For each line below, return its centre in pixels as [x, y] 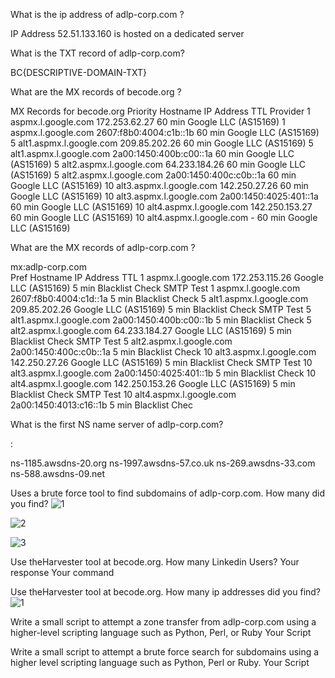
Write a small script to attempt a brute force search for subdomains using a [165, 652]
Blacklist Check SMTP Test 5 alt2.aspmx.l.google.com [121, 341]
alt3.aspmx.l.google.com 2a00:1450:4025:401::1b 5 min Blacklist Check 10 [163, 373]
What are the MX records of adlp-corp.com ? [103, 247]
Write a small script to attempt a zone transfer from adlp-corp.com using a [163, 622]
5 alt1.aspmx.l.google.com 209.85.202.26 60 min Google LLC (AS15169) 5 [162, 143]
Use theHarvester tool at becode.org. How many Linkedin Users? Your [155, 562]
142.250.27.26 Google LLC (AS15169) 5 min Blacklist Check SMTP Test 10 [161, 362]
